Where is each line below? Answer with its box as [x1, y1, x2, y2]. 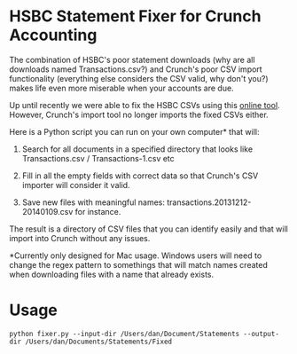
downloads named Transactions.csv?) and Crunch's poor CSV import [9, 64, 263, 75]
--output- [243, 329, 279, 338]
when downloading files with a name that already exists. [9, 269, 215, 279]
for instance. [74, 206, 121, 216]
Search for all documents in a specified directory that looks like [21, 144, 254, 154]
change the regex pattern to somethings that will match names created [9, 259, 268, 270]
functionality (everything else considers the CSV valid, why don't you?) [9, 73, 269, 83]
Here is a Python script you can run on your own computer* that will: [9, 126, 260, 137]
